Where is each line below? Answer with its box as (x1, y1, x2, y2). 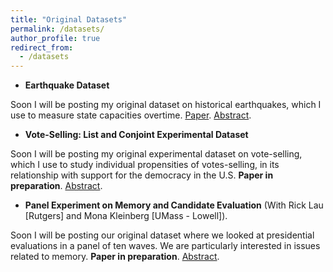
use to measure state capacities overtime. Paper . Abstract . (10, 109, 252, 121)
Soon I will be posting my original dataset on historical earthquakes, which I (10, 99, 322, 111)
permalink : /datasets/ (10, 24, 105, 34)
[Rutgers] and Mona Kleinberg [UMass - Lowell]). (24, 210, 228, 222)
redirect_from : (10, 42, 74, 53)
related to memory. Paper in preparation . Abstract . (10, 251, 220, 263)
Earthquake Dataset (24, 79, 110, 91)
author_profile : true (10, 33, 101, 43)
